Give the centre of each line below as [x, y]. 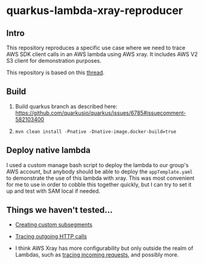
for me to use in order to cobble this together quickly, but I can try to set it [99, 184]
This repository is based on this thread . [55, 73]
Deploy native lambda [48, 150]
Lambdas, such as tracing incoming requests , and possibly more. [97, 255]
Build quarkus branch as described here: [66, 106]
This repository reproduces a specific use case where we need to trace [96, 48]
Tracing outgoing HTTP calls [51, 237]
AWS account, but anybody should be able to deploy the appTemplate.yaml [100, 171]
